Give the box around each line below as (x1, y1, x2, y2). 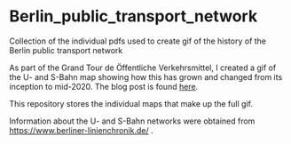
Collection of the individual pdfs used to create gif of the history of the (9, 36, 267, 46)
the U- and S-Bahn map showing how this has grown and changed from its (9, 71, 283, 82)
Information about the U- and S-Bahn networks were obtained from (9, 116, 256, 126)
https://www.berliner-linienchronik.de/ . (9, 124, 153, 135)
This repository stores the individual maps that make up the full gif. (9, 98, 253, 108)
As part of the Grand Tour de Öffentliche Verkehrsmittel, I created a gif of (9, 62, 277, 73)
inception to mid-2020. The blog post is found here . (9, 81, 199, 92)
